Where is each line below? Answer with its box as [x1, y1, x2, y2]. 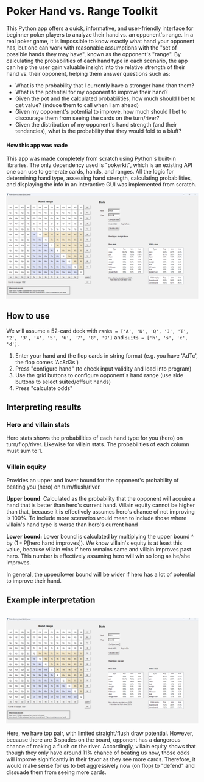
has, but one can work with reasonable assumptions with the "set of [6, 44, 177, 51]
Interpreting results [6, 402, 82, 412]
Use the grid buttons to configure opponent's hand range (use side [15, 371, 184, 378]
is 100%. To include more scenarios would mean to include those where [6, 514, 187, 522]
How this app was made [6, 141, 68, 149]
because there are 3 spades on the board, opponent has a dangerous [6, 736, 181, 743]
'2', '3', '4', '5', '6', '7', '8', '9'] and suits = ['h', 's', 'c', [6, 333, 188, 341]
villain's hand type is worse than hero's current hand [6, 521, 138, 528]
